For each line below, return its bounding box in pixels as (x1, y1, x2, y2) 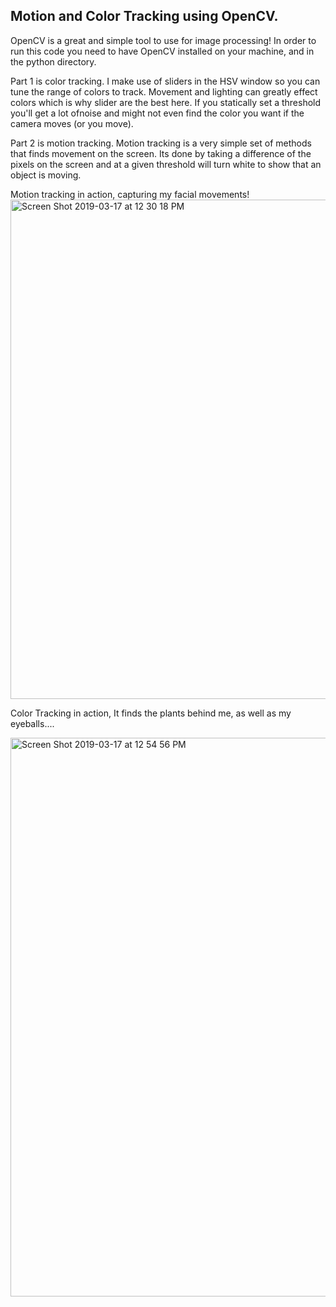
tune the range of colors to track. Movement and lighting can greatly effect (10, 85, 318, 98)
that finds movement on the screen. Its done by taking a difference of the (10, 147, 312, 159)
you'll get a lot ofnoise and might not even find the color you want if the (10, 107, 305, 119)
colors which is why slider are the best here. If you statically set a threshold (10, 96, 322, 108)
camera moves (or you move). (10, 117, 134, 129)
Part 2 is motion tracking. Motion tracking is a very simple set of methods (10, 137, 312, 149)
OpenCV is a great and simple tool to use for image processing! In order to (10, 34, 317, 46)
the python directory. (10, 55, 97, 68)
